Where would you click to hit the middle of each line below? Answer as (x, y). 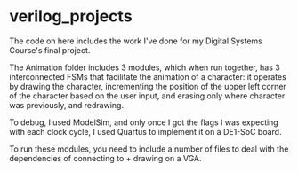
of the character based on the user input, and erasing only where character (147, 96)
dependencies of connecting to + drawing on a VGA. (105, 158)
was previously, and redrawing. (67, 105)
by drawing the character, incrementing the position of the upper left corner (148, 86)
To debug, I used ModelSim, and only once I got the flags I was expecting (144, 122)
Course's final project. (50, 50)
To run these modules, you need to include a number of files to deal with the (149, 149)
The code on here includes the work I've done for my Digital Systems (136, 41)
